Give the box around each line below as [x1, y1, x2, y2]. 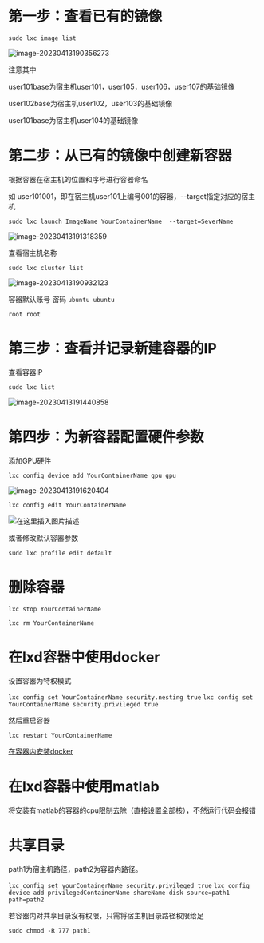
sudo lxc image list [8, 34, 77, 42]
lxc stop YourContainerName [8, 605, 102, 613]
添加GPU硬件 [8, 456, 52, 465]
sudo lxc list [8, 383, 56, 392]
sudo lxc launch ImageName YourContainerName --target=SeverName [8, 217, 234, 225]
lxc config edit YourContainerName [8, 501, 127, 509]
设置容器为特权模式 [8, 676, 72, 686]
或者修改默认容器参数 [8, 533, 78, 543]
